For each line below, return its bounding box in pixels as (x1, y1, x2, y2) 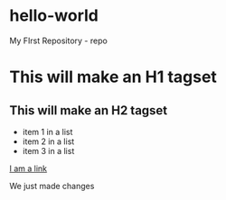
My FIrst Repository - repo (9, 35, 108, 46)
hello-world (9, 5, 99, 26)
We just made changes (9, 180, 95, 191)
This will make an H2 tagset (9, 103, 168, 118)
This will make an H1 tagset (9, 67, 217, 87)
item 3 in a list (22, 145, 75, 156)
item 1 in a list (22, 126, 73, 137)
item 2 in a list (22, 136, 75, 147)
